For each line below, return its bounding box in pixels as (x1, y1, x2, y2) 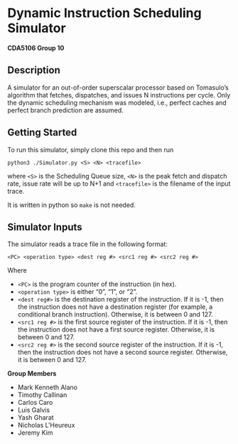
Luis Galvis (17, 406, 50, 414)
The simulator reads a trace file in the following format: (7, 240, 168, 248)
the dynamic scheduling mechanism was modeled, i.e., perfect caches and (7, 98, 227, 107)
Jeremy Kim (17, 428, 53, 437)
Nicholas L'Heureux (17, 421, 75, 430)
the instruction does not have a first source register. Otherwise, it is (17, 325, 215, 334)
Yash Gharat (17, 413, 55, 422)
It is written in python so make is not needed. (7, 201, 136, 209)
